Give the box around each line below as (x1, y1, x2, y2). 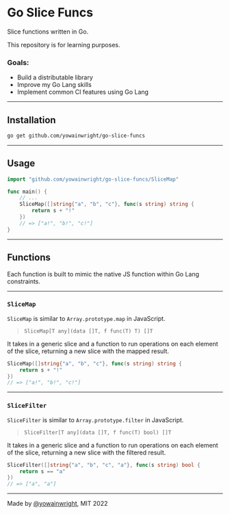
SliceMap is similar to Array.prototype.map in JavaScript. (7, 314, 166, 322)
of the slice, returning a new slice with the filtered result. (7, 448, 166, 457)
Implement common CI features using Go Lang (16, 88, 149, 97)
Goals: (7, 57, 29, 67)
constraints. (7, 277, 41, 285)
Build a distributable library (16, 73, 94, 81)
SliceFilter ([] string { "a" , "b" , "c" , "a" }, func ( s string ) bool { (7, 461, 201, 468)
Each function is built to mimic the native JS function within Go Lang (7, 270, 200, 278)
